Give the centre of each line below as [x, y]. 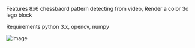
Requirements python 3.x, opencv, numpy [58, 27]
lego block [19, 15]
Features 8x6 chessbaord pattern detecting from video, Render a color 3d [97, 9]
